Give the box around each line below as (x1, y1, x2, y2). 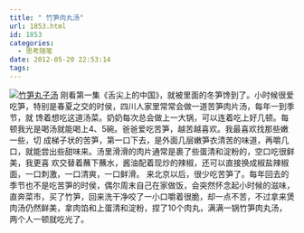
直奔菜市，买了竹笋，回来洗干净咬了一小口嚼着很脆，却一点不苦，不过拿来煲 (9, 191, 295, 201)
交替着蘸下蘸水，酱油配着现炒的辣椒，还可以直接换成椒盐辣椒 (58, 157, 290, 168)
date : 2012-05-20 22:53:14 (9, 55, 111, 64)
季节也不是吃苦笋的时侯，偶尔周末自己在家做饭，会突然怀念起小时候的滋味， (9, 180, 295, 191)
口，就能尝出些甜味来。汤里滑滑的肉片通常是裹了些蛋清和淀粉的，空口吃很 (9, 145, 287, 156)
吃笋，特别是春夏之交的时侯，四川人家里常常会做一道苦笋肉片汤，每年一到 (9, 100, 287, 111)
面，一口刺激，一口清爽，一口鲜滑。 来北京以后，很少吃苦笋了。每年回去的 (9, 168, 290, 179)
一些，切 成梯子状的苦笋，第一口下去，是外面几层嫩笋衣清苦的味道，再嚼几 (9, 135, 290, 145)
